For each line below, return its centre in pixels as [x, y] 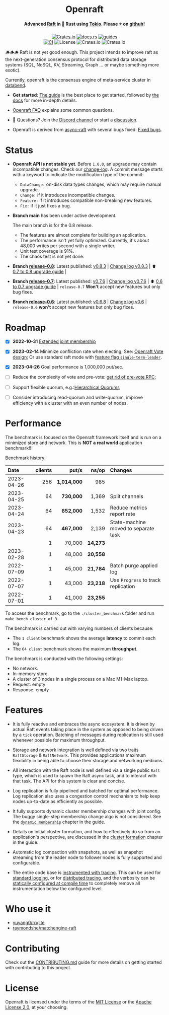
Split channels [126, 496]
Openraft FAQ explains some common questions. [63, 110]
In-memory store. [31, 674]
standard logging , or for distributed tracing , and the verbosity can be [83, 878]
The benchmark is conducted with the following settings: [64, 659]
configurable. [26, 862]
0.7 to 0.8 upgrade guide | [39, 272]
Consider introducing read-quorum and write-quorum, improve [78, 397]
